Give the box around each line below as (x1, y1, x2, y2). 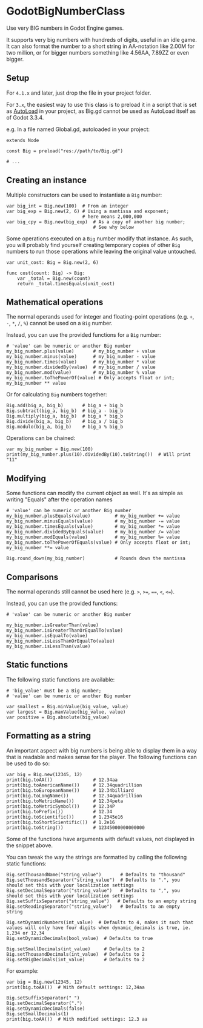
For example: (6, 967, 39, 975)
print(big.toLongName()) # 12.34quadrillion (6, 793, 142, 799)
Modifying (6, 473, 47, 484)
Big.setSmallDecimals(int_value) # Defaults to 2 (6, 945, 145, 952)
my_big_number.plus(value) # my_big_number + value (6, 348, 156, 354)
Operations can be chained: (6, 435, 76, 442)
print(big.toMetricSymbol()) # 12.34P (6, 803, 115, 810)
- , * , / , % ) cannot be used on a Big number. (6, 320, 113, 327)
